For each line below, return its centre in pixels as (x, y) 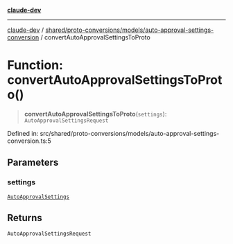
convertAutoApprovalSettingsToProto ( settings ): (95, 114)
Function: (35, 66)
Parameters (33, 163)
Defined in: (23, 133)
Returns (25, 218)
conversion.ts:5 (29, 141)
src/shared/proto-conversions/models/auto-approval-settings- (130, 133)
